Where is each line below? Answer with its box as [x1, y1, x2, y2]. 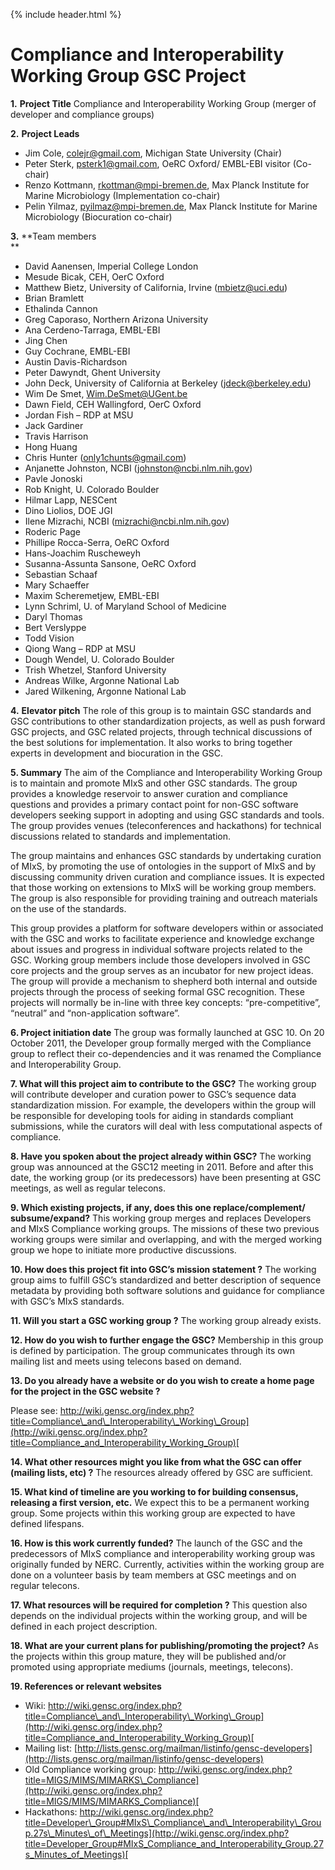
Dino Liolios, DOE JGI [24, 504, 113, 516]
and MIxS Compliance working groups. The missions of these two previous [10, 1222, 320, 1234]
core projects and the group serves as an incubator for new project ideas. [10, 964, 314, 976]
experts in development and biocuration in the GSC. [10, 747, 224, 759]
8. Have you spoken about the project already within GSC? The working [10, 1150, 312, 1162]
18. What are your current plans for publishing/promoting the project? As [10, 1639, 319, 1651]
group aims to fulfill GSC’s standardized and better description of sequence [10, 1274, 322, 1286]
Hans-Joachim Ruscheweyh [24, 547, 141, 559]
